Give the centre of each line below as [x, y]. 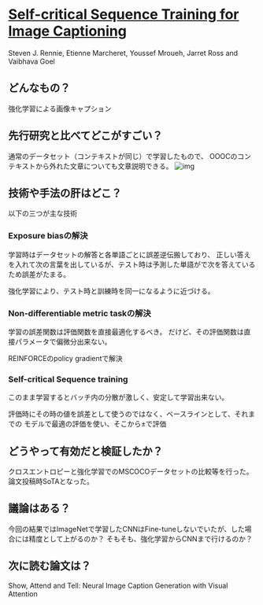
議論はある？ [39, 509]
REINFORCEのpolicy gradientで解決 [66, 358]
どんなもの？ [39, 88]
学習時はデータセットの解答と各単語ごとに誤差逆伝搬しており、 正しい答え [130, 254]
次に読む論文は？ [50, 566]
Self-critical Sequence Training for [124, 15]
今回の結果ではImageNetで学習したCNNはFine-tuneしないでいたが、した [127, 529]
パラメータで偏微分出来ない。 [63, 341]
